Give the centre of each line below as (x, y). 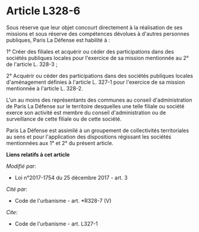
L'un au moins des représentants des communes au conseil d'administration (99, 100)
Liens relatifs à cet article (38, 154)
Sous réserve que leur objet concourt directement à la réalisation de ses (94, 27)
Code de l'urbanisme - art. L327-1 (56, 224)
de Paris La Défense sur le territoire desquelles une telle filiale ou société (95, 106)
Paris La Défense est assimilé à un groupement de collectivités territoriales (97, 130)
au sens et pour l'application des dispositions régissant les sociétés (89, 137)
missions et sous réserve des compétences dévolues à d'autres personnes (98, 33)
